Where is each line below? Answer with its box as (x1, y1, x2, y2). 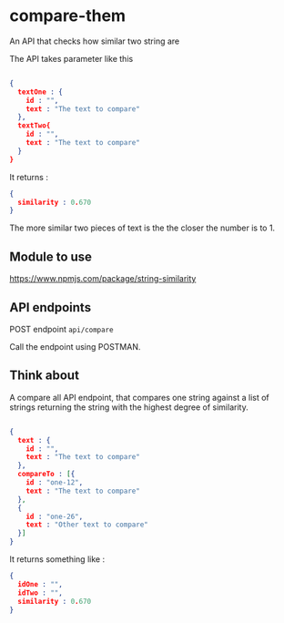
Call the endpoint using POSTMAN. (9, 341, 141, 352)
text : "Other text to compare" (25, 520, 148, 529)
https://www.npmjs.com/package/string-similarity (9, 273, 197, 284)
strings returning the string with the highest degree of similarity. (9, 402, 248, 413)
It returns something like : (9, 554, 106, 565)
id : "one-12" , (25, 478, 84, 487)
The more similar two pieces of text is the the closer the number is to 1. (9, 222, 276, 233)
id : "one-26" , (25, 512, 84, 521)
